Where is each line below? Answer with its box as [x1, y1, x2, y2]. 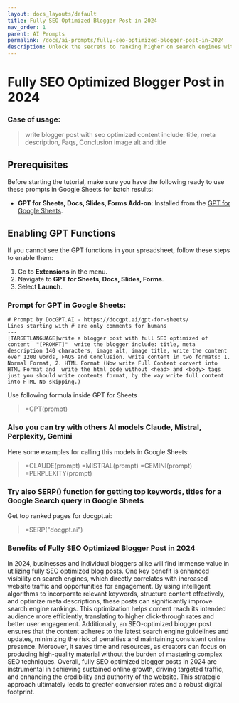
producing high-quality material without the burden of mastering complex [7, 650, 223, 658]
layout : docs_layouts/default [7, 10, 97, 18]
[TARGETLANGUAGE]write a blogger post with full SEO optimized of [7, 335, 208, 342]
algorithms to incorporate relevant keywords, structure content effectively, [7, 589, 225, 598]
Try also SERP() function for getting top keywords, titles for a [7, 486, 222, 496]
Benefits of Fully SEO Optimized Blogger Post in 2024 [7, 543, 196, 553]
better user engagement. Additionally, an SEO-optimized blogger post [7, 620, 212, 628]
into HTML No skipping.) [7, 378, 81, 386]
